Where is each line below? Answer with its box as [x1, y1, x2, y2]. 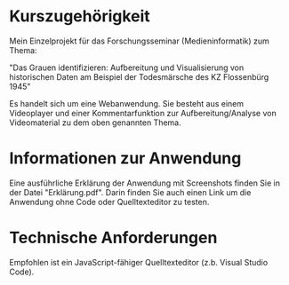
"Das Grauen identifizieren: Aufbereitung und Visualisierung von [9, 62, 245, 73]
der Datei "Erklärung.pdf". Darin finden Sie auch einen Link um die [9, 186, 252, 197]
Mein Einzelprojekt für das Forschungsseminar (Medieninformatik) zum [9, 36, 269, 46]
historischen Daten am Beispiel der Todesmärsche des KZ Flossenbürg [9, 71, 269, 82]
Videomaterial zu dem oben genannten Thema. [9, 117, 181, 128]
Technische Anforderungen [9, 228, 218, 248]
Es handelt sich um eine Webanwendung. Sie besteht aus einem [9, 98, 245, 108]
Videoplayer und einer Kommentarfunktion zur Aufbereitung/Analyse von [9, 107, 277, 118]
